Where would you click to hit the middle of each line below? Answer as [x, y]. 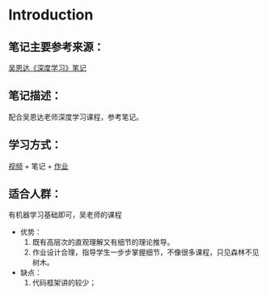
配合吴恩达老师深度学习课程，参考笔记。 [76, 117]
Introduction [51, 15]
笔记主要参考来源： [56, 47]
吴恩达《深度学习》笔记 [47, 68]
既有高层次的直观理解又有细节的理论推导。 [103, 242]
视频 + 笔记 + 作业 [38, 166]
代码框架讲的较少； [64, 283]
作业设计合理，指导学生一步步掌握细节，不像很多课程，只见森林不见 [146, 252]
